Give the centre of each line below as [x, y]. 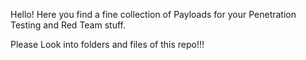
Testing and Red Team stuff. [68, 25]
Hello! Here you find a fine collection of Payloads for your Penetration [153, 14]
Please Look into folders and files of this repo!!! [107, 44]
